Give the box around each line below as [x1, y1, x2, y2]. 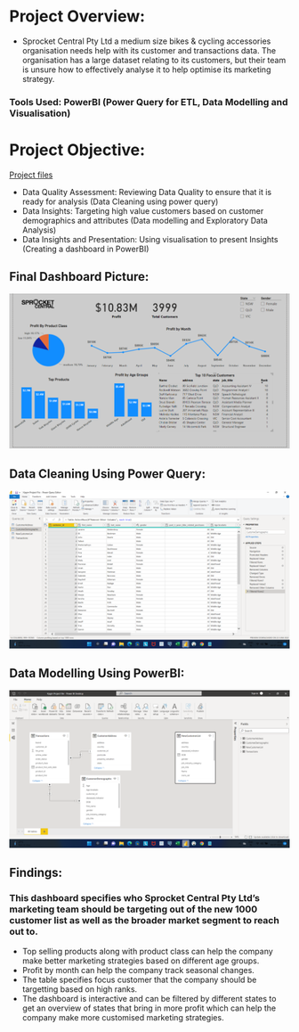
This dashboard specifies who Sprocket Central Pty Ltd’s [9, 892, 261, 905]
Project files [9, 169, 53, 180]
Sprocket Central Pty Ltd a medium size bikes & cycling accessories [21, 36, 271, 46]
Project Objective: [9, 140, 145, 160]
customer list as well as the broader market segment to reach [9, 914, 280, 927]
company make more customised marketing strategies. [21, 1012, 224, 1022]
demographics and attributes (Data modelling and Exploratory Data [21, 215, 269, 225]
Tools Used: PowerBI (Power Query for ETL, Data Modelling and [9, 95, 288, 108]
